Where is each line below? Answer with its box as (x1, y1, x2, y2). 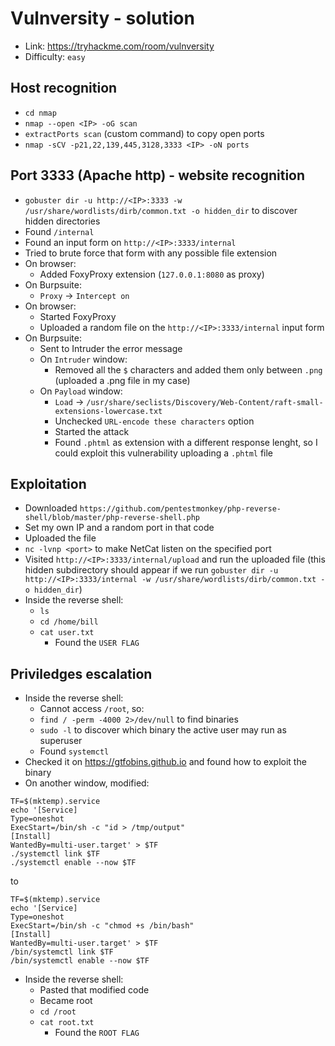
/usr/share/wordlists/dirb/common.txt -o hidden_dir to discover (24, 204, 298, 216)
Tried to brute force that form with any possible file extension (24, 247, 278, 259)
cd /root (39, 1007, 77, 1017)
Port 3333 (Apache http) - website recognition (10, 167, 306, 184)
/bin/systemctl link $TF (10, 947, 114, 957)
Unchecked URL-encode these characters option (54, 415, 255, 427)
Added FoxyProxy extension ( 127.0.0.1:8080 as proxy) (39, 268, 265, 280)
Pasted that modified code (39, 984, 150, 996)
